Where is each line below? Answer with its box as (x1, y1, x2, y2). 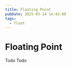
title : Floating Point (5, 7, 51, 12)
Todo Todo (5, 58, 27, 64)
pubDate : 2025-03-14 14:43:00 (5, 12, 67, 17)
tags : (5, 16, 16, 21)
